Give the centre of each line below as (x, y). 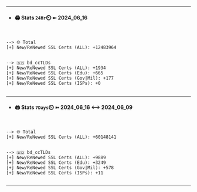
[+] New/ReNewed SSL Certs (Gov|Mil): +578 (60, 168)
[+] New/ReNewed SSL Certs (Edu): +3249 (56, 163)
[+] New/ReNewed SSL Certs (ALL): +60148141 (61, 137)
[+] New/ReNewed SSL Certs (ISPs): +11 (55, 173)
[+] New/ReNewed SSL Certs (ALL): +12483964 (61, 47)
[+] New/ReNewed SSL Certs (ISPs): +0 (53, 83)
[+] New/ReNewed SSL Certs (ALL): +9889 (56, 158)
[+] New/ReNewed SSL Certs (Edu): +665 (55, 73)
